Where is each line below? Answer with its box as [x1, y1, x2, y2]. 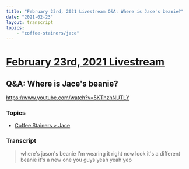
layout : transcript [6, 19, 54, 25]
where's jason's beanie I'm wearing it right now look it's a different [20, 150, 181, 157]
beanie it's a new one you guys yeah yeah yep [20, 156, 132, 163]
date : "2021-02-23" [6, 14, 54, 20]
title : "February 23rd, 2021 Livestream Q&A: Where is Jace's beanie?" [6, 8, 184, 15]
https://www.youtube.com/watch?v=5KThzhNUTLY [6, 94, 130, 101]
